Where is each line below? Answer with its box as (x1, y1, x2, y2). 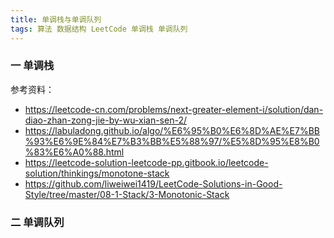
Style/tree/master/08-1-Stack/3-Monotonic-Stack (24, 188, 230, 200)
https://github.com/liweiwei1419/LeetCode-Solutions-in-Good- (24, 177, 283, 190)
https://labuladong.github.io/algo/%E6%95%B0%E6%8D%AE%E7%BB (24, 124, 321, 136)
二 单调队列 (10, 215, 65, 229)
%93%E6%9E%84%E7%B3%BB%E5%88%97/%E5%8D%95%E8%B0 (24, 135, 320, 147)
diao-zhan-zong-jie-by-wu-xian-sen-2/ (24, 114, 187, 126)
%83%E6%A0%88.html (24, 146, 125, 158)
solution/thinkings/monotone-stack (24, 167, 170, 179)
